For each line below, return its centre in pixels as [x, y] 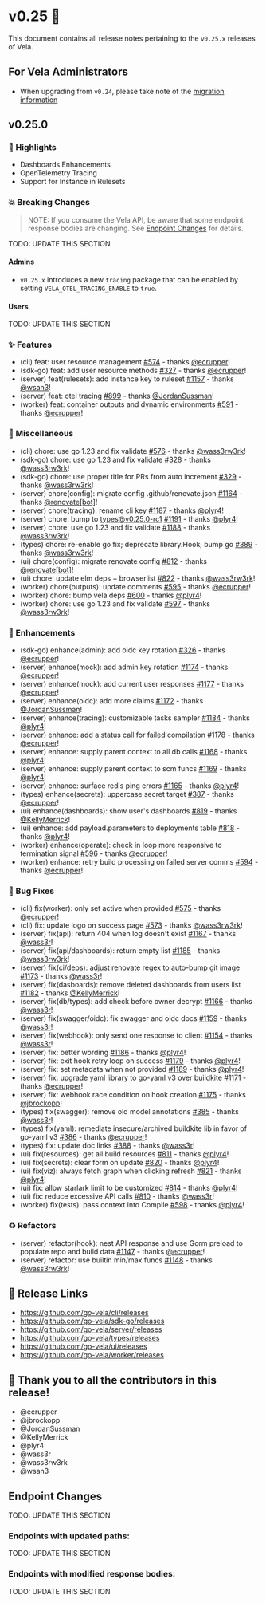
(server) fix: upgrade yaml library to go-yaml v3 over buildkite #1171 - [133, 1078]
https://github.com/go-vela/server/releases [91, 1329]
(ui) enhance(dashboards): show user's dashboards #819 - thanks [128, 811]
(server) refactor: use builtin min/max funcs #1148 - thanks [116, 1260]
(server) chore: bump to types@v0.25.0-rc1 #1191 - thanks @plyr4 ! [129, 518]
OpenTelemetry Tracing [59, 173]
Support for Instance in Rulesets [72, 182]
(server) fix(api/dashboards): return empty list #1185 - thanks [120, 951]
